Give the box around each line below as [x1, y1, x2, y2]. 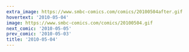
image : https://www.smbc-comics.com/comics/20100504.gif [6, 20, 153, 26]
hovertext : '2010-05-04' [6, 14, 69, 20]
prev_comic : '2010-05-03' [6, 31, 71, 37]
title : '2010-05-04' [6, 36, 59, 42]
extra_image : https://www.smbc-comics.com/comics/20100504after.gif [6, 8, 183, 15]
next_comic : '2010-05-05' [6, 25, 71, 32]
